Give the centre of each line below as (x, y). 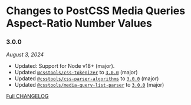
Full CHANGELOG (27, 96)
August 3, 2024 (25, 55)
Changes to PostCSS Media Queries (96, 11)
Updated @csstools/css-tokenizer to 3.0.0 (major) (76, 73)
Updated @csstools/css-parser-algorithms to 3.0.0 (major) (87, 78)
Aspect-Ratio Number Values (79, 23)
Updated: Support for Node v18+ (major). (65, 66)
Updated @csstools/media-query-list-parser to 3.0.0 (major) (89, 85)
